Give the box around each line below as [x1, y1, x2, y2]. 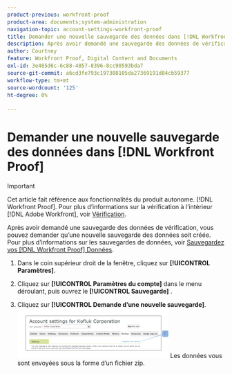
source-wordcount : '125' [7, 84, 79, 91]
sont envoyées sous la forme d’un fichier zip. [17, 359, 145, 367]
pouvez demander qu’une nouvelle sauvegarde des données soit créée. [7, 231, 211, 239]
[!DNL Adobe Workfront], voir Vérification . [7, 210, 126, 218]
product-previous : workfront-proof [7, 11, 110, 18]
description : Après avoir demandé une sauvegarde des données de [7, 40, 199, 48]
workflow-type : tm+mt [7, 77, 70, 84]
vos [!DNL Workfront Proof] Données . [7, 246, 114, 254]
